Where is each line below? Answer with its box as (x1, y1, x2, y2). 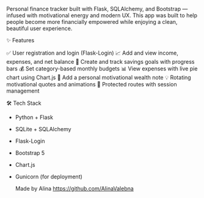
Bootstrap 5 (15, 150, 45, 156)
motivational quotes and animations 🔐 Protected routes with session (6, 81, 177, 88)
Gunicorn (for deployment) (15, 173, 82, 180)
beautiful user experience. (6, 25, 73, 32)
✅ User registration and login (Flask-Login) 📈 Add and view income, (6, 49, 178, 56)
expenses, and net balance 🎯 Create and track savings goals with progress (6, 58, 195, 65)
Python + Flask (15, 113, 54, 121)
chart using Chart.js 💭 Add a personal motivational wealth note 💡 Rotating (6, 74, 191, 81)
